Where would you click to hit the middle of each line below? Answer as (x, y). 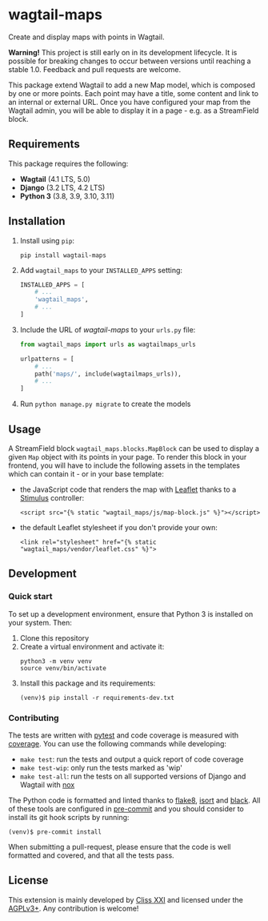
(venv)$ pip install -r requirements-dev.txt (97, 698)
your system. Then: (40, 622)
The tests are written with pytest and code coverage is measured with (124, 735)
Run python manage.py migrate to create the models (105, 404)
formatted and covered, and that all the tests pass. (91, 855)
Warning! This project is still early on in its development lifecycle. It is (123, 52)
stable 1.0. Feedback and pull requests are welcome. (95, 69)
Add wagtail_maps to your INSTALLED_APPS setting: (101, 270)
